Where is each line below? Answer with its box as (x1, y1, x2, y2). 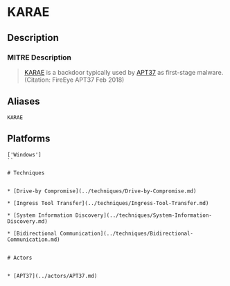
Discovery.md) (7, 217, 48, 225)
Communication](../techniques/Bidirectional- (60, 230, 194, 237)
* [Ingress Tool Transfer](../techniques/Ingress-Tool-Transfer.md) (7, 199, 209, 206)
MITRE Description (7, 53, 71, 62)
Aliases (7, 96, 40, 107)
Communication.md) (7, 236, 60, 243)
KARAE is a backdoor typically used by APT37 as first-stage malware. (24, 68, 224, 76)
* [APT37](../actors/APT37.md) (7, 272, 98, 279)
